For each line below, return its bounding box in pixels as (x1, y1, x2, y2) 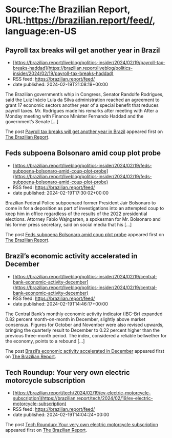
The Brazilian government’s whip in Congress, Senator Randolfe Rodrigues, (5, 91, 164, 97)
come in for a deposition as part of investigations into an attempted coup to (5, 205, 164, 211)
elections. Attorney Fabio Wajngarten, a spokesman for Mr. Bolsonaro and (5, 216, 161, 222)
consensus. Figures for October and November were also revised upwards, (5, 321, 164, 328)
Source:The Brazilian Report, (5, 4, 131, 15)
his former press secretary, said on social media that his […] (5, 221, 132, 227)
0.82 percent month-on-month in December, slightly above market (5, 316, 146, 322)
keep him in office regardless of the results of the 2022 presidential (5, 211, 147, 217)
